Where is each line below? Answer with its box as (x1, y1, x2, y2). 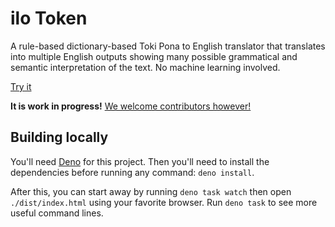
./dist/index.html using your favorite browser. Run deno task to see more (10, 196, 318, 208)
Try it (10, 80, 32, 92)
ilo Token (10, 7, 88, 30)
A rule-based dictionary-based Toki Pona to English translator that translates (10, 40, 326, 52)
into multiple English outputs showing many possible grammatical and (10, 50, 298, 62)
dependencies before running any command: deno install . (10, 166, 255, 178)
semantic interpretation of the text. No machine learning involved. (10, 61, 281, 73)
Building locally (10, 129, 109, 146)
